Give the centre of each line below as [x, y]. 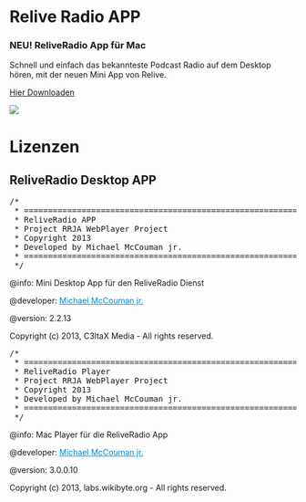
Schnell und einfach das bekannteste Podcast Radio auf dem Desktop [140, 65]
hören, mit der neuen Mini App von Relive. [88, 75]
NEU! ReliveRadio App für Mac [78, 46]
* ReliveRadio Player [62, 372]
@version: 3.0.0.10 [44, 470]
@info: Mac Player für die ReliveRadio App [89, 434]
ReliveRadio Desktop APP [83, 180]
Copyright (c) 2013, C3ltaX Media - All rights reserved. [112, 336]
